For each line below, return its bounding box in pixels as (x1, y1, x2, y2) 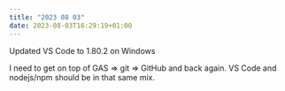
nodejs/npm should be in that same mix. (9, 72, 155, 82)
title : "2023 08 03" (9, 12, 86, 22)
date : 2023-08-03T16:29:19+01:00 (9, 21, 133, 30)
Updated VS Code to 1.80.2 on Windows (9, 45, 156, 56)
